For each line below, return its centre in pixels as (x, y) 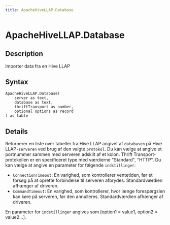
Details (16, 131)
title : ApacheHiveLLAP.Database (39, 10)
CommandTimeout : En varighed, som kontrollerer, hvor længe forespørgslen (89, 191)
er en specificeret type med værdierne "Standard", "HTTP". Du (95, 160)
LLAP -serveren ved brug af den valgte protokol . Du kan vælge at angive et (83, 149)
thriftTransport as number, (44, 107)
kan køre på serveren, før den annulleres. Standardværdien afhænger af (88, 197)
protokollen (17, 160)
